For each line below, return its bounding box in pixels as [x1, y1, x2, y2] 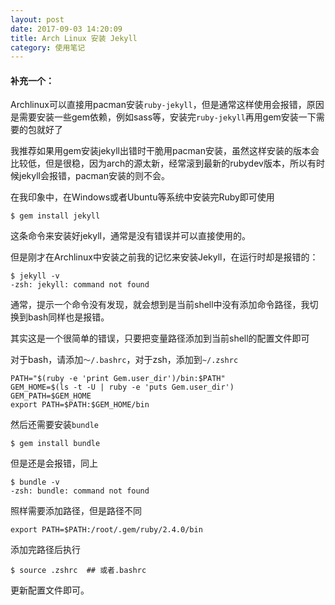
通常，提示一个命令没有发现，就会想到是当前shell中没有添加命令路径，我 [10, 299, 310, 311]
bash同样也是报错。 [27, 311, 110, 323]
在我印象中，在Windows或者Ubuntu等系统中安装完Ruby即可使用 [10, 191, 275, 203]
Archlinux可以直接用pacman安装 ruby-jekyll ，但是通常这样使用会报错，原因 [10, 99, 325, 111]
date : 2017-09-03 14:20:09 [10, 24, 123, 34]
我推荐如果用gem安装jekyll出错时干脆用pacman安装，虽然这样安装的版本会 [10, 145, 320, 157]
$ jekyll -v [10, 271, 60, 281]
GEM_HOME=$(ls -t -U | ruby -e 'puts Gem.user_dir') [10, 382, 235, 393]
